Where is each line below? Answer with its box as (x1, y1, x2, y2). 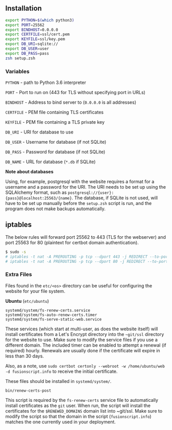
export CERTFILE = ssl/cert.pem (5, 32, 70, 37)
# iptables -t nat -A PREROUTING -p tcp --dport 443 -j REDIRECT (5, 254, 147, 259)
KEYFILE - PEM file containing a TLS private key (5, 119, 105, 125)
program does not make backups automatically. (5, 206, 106, 212)
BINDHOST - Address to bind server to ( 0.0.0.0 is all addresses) (5, 99, 137, 105)
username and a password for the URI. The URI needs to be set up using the (5, 184, 166, 190)
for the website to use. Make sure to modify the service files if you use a (5, 336, 158, 343)
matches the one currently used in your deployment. (5, 419, 116, 425)
